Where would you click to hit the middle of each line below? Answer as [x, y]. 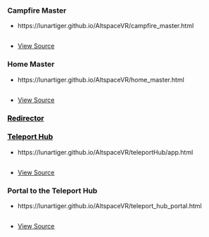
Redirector [26, 118]
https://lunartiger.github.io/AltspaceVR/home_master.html [101, 79]
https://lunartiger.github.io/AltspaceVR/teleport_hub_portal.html [109, 206]
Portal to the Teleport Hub [52, 191]
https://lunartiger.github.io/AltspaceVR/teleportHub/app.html [105, 152]
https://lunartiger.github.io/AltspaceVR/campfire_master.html [106, 26]
